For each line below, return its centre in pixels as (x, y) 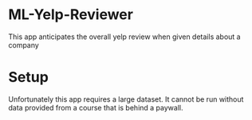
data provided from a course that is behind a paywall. (96, 107)
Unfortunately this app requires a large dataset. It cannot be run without (126, 99)
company (24, 45)
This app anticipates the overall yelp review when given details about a (124, 37)
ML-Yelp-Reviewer (71, 15)
